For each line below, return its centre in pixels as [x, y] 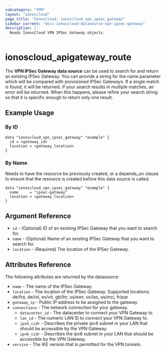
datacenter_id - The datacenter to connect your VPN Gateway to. [86, 312]
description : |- [22, 28]
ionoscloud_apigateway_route [68, 57]
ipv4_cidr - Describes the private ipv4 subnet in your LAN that [83, 323]
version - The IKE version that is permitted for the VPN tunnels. [77, 344]
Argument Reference [38, 216]
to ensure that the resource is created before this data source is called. [78, 178]
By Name [16, 163]
